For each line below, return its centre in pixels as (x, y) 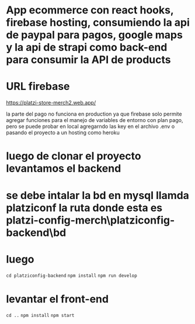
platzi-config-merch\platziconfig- (90, 220)
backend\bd (36, 233)
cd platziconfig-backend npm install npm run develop (72, 276)
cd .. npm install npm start (40, 316)
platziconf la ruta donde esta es (84, 208)
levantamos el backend (64, 168)
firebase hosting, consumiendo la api (98, 22)
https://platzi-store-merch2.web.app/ (51, 103)
